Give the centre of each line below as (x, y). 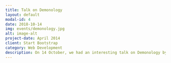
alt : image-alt (21, 34)
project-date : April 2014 (33, 39)
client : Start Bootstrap (32, 43)
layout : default (22, 15)
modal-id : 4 (18, 19)
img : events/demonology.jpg (35, 29)
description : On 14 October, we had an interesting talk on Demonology (83, 52)
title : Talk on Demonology (34, 10)
